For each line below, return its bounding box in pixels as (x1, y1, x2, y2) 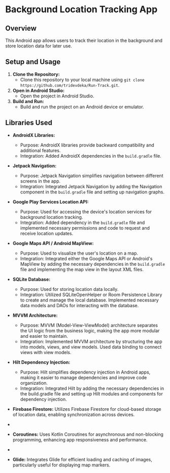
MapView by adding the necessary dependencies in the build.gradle (20, 261, 165, 267)
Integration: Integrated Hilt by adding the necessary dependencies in (20, 385, 164, 391)
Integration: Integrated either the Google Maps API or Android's (20, 255, 153, 261)
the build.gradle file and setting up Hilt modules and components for (20, 390, 163, 396)
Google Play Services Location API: (12, 198, 89, 205)
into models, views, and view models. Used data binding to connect (20, 343, 162, 350)
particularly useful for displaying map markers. (12, 462, 111, 468)
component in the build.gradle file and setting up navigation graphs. (20, 189, 165, 195)
